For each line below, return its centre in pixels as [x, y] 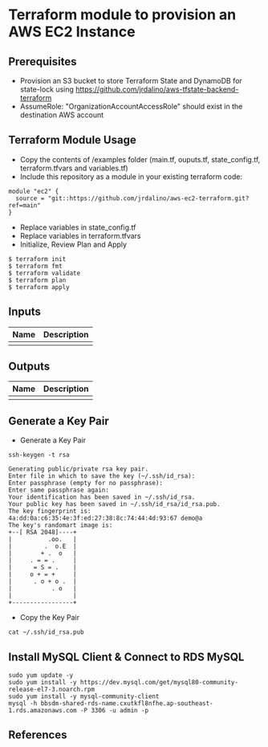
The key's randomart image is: [61, 525]
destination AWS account [62, 115]
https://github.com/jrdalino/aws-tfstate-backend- [157, 89]
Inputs [25, 312]
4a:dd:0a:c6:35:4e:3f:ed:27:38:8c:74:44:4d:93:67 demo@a [106, 518]
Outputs [29, 367]
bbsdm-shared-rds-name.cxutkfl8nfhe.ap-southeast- [127, 704]
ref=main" [25, 205]
